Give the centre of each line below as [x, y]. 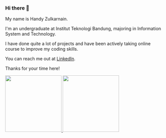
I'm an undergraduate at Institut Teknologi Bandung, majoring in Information [83, 29]
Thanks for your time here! [32, 68]
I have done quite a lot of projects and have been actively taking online [78, 44]
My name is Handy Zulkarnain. [37, 19]
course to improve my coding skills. [42, 49]
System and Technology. [31, 34]
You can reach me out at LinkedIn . [40, 59]
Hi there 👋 [17, 8]
